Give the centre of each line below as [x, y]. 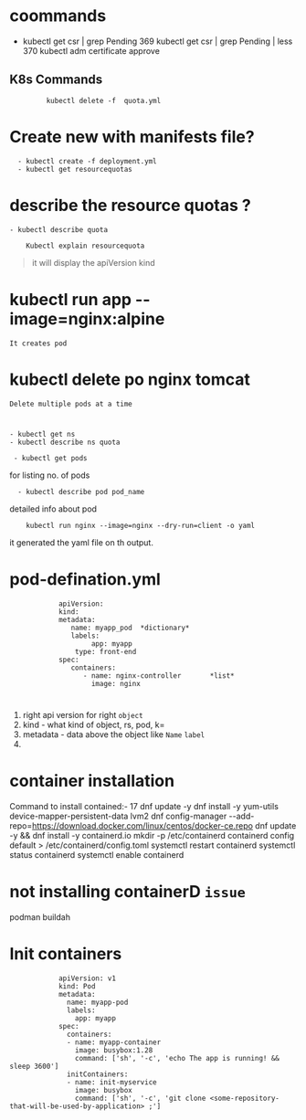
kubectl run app [71, 299]
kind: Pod [77, 986]
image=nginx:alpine [87, 318]
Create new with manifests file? [132, 137]
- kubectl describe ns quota [65, 442]
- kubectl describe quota [58, 229]
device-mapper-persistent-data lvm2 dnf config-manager [118, 816]
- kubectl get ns [42, 434]
